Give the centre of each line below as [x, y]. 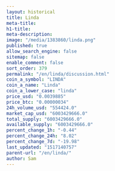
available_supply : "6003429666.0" [50, 125]
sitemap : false [25, 57]
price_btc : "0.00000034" [38, 102]
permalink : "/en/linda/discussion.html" [58, 74]
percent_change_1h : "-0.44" [42, 130]
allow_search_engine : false [42, 52]
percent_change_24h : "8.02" [42, 136]
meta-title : [21, 23]
